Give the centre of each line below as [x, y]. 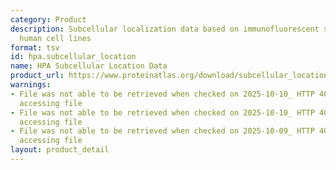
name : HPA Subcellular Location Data [89, 66]
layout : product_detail [60, 150]
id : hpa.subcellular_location [73, 57]
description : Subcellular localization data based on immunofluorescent [165, 29]
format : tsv [35, 47]
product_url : [37, 76]
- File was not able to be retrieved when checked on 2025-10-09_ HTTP [162, 131]
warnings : [31, 85]
